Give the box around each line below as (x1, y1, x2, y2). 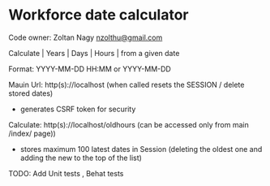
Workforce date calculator (8, 6, 189, 24)
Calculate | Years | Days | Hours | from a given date (8, 48, 180, 58)
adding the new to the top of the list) (19, 153, 142, 162)
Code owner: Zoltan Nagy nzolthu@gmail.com (8, 32, 163, 42)
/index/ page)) (8, 128, 57, 138)
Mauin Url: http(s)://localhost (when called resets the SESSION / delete (8, 80, 245, 89)
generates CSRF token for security (19, 104, 136, 114)
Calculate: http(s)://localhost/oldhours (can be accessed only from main (8, 119, 249, 129)
